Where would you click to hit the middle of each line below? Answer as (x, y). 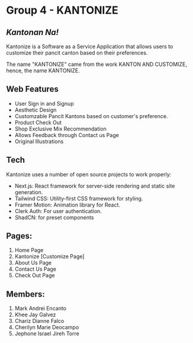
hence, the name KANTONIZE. (43, 71)
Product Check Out (38, 122)
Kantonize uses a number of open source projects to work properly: (89, 174)
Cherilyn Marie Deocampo (47, 328)
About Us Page (33, 263)
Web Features (33, 89)
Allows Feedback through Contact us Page (67, 135)
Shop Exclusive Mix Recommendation (60, 129)
